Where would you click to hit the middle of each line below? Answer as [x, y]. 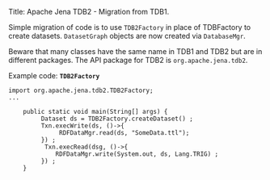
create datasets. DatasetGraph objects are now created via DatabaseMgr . [127, 36]
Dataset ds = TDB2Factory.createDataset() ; [117, 119]
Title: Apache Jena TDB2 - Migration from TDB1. [89, 12]
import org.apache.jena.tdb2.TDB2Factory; [81, 90]
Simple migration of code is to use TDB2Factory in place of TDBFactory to [130, 27]
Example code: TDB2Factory [54, 75]
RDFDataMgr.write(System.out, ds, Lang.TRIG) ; [137, 154]
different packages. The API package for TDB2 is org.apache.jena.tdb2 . [128, 60]
